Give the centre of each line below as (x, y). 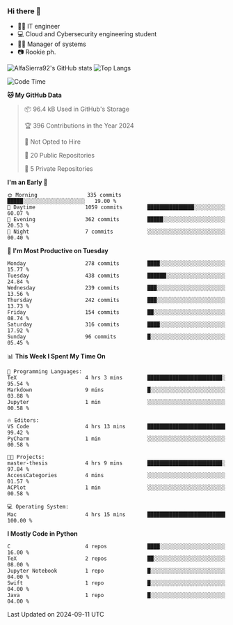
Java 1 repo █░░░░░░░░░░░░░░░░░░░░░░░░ (116, 596)
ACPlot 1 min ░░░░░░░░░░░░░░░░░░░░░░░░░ (116, 488)
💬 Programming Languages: (45, 372)
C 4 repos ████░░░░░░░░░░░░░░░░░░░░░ (116, 547)
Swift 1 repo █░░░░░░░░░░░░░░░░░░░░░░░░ (116, 583)
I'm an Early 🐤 (27, 182)
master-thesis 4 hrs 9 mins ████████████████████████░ (116, 463)
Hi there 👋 (24, 11)
